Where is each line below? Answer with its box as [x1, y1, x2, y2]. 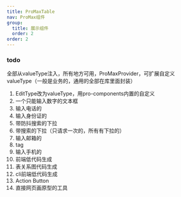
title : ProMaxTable [7, 8, 55, 15]
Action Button [15, 177, 49, 185]
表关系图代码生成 [15, 163, 58, 170]
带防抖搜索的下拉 [15, 120, 58, 127]
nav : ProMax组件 [7, 14, 45, 20]
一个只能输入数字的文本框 [15, 97, 78, 104]
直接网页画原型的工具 [15, 185, 68, 192]
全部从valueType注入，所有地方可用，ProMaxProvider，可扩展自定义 [7, 70, 176, 77]
